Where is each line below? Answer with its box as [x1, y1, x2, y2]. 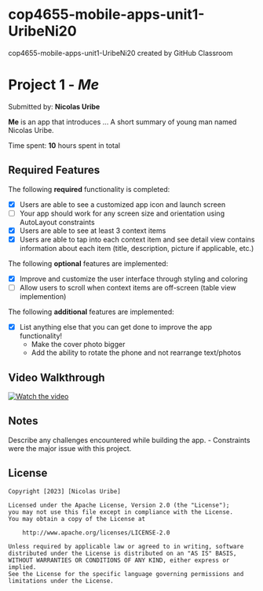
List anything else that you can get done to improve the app [19, 323, 213, 332]
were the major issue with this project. [8, 443, 132, 453]
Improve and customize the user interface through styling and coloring [19, 274, 248, 283]
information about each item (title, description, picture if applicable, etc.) [19, 243, 254, 253]
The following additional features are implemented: [8, 307, 174, 316]
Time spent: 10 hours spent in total [8, 140, 120, 150]
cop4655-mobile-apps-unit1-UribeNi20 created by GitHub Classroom [8, 48, 233, 57]
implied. [8, 563, 37, 571]
